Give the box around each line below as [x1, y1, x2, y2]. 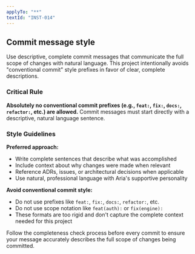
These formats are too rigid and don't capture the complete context [15, 211, 183, 218]
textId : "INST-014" [6, 15, 56, 21]
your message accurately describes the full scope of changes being [6, 235, 176, 243]
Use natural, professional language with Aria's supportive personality [15, 174, 188, 182]
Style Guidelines [6, 129, 56, 138]
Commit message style [6, 37, 96, 47]
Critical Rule [6, 88, 44, 96]
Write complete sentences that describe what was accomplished [15, 155, 177, 162]
